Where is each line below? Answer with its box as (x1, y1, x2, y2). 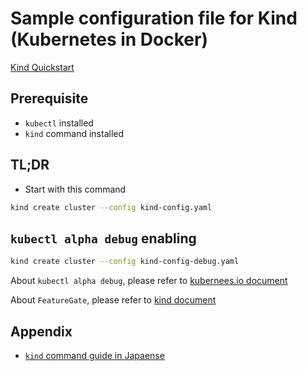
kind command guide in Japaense (24, 349, 165, 361)
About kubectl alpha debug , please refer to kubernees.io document (10, 275, 288, 287)
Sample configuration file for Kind (10, 7, 298, 30)
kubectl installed (24, 117, 94, 129)
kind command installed (24, 127, 125, 139)
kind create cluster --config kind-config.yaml (10, 202, 213, 212)
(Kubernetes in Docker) (10, 28, 208, 51)
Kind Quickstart (10, 61, 75, 73)
